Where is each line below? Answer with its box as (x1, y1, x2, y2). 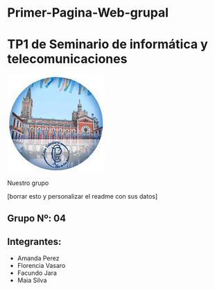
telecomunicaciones (7, 51, 128, 67)
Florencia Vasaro (17, 262, 66, 270)
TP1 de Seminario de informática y (7, 37, 208, 53)
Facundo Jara (17, 269, 58, 278)
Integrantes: (7, 235, 62, 247)
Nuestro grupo (7, 179, 49, 188)
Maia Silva (17, 276, 47, 284)
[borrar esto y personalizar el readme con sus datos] (7, 192, 158, 201)
